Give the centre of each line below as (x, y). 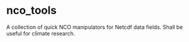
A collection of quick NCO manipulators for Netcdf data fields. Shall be (95, 27)
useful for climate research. (41, 33)
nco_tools (32, 10)
